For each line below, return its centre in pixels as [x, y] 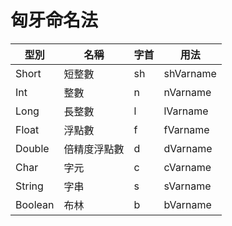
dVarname [188, 148]
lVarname [186, 111]
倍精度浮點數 [94, 149]
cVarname [187, 167]
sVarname [187, 186]
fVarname [186, 129]
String [29, 186]
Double [32, 148]
